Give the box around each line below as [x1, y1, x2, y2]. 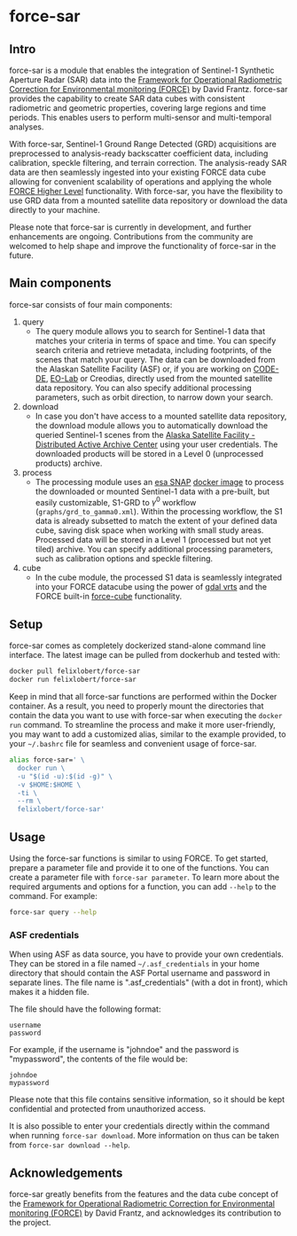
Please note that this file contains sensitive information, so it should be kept [9, 1094, 285, 1105]
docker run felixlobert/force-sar [9, 676, 137, 684]
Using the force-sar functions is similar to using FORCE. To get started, [9, 853, 269, 864]
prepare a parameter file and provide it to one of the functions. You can [9, 862, 270, 872]
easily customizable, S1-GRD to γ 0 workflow [35, 495, 197, 507]
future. [9, 250, 34, 261]
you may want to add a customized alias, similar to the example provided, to [9, 729, 286, 739]
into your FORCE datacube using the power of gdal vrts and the [35, 582, 268, 592]
